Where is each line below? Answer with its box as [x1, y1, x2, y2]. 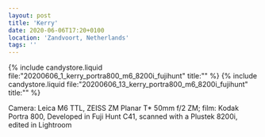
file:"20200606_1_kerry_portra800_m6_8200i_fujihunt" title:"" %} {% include [8, 71, 258, 81]
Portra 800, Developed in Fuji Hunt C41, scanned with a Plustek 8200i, [8, 112, 238, 121]
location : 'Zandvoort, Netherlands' [8, 33, 129, 42]
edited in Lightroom [8, 120, 72, 130]
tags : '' [8, 41, 37, 49]
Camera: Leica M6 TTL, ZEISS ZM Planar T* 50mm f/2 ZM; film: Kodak [8, 104, 240, 113]
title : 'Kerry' [8, 19, 59, 27]
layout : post [8, 11, 52, 20]
